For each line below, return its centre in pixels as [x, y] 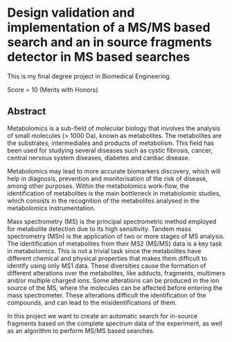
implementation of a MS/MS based [109, 27]
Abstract [27, 111]
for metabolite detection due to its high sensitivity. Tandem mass [99, 229]
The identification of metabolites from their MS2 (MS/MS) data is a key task [115, 243]
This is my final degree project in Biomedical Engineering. [89, 76]
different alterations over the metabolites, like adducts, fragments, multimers [116, 273]
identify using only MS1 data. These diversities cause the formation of [107, 266]
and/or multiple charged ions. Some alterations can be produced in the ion [113, 280]
